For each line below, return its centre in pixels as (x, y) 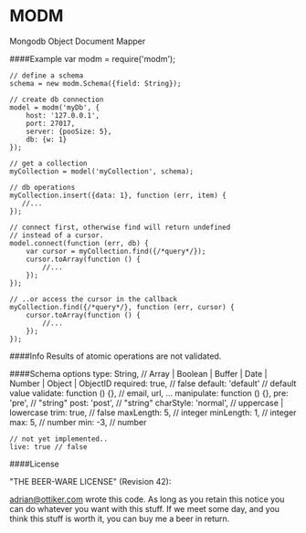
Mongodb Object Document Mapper (78, 41)
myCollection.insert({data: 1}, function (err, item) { (118, 195)
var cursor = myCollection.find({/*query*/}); (116, 251)
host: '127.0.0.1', (63, 115)
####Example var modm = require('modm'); (93, 58)
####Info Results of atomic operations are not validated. (116, 356)
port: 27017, (51, 123)
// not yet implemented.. (58, 439)
